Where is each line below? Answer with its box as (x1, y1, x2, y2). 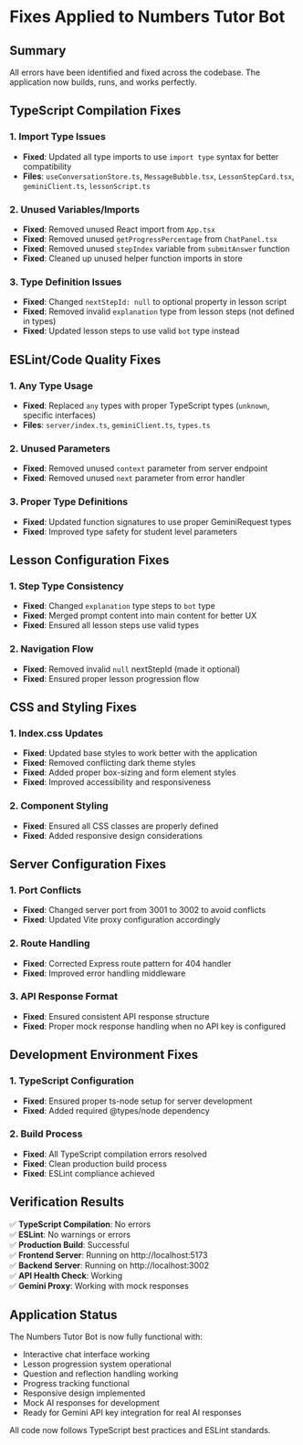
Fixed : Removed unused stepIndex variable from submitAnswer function (22, 243, 290, 254)
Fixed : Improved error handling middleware (22, 968, 186, 979)
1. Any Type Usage (9, 379, 94, 392)
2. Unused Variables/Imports (9, 203, 140, 215)
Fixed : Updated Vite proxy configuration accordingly (22, 915, 221, 926)
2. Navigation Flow (9, 643, 94, 655)
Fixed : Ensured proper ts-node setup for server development (22, 1095, 253, 1106)
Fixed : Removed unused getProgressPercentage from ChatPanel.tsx (22, 233, 278, 244)
